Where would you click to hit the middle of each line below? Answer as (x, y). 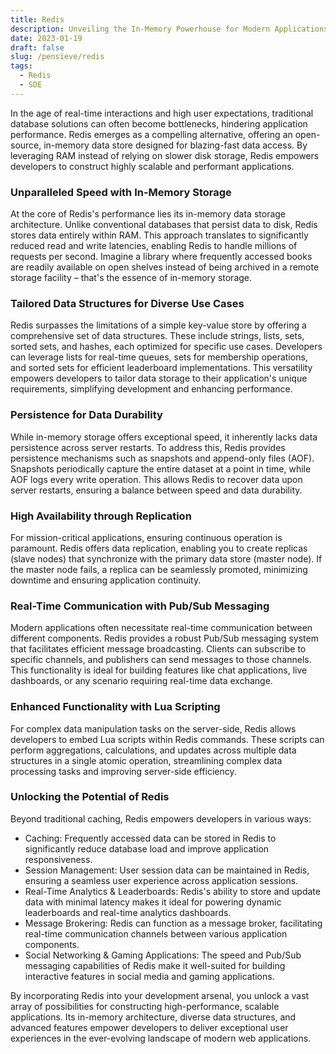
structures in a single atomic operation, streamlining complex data (146, 760)
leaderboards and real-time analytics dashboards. (128, 912)
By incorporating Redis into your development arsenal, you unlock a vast (160, 995)
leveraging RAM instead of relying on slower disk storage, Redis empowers (165, 155)
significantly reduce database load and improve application (147, 848)
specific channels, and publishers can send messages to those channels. (161, 660)
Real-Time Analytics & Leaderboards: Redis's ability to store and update (172, 891)
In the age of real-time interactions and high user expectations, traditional (162, 113)
